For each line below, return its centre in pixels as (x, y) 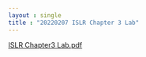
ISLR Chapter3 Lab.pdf (45, 45)
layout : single (35, 15)
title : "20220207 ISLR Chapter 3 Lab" (74, 23)
